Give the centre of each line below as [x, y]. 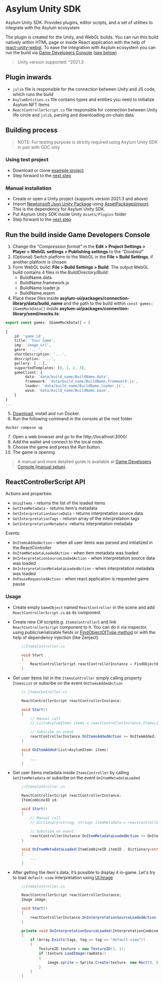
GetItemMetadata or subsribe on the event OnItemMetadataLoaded [76, 778]
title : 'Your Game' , [35, 341]
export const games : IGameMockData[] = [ [48, 322]
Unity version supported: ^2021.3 [50, 62]
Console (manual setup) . [42, 466]
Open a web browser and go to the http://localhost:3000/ [70, 436]
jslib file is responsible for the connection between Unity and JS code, [84, 89]
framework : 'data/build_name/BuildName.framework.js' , [81, 381]
